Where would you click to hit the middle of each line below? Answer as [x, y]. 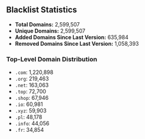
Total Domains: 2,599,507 [47, 24]
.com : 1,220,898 [34, 72]
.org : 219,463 [32, 79]
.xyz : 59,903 [31, 111]
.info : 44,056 [32, 123]
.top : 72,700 [31, 91]
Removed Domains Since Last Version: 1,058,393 [77, 43]
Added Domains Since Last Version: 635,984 [72, 37]
